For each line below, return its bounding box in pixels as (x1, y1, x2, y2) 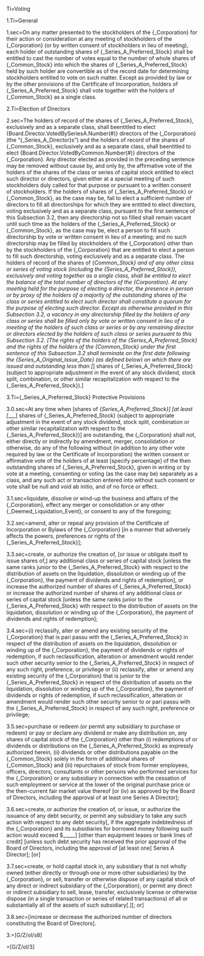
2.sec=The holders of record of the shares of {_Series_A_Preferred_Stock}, (6, 117, 194, 124)
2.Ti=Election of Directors (6, 105, 71, 112)
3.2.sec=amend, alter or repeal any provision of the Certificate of (6, 519, 169, 527)
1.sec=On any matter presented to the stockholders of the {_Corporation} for (6, 29, 197, 36)
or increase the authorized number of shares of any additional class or (6, 589, 182, 597)
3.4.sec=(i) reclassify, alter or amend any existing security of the (6, 627, 168, 634)
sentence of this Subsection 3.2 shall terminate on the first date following (6, 350, 190, 356)
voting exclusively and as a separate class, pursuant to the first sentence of (6, 207, 195, 215)
